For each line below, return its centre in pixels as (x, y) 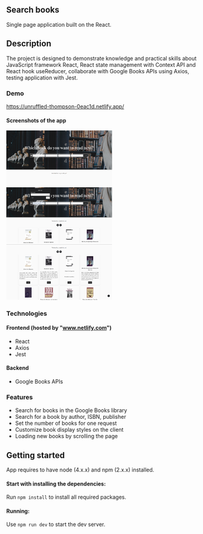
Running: (18, 511)
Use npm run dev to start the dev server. (56, 524)
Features (20, 397)
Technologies (27, 313)
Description (29, 44)
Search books (33, 10)
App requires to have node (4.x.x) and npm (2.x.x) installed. (80, 470)
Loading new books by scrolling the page (66, 436)
